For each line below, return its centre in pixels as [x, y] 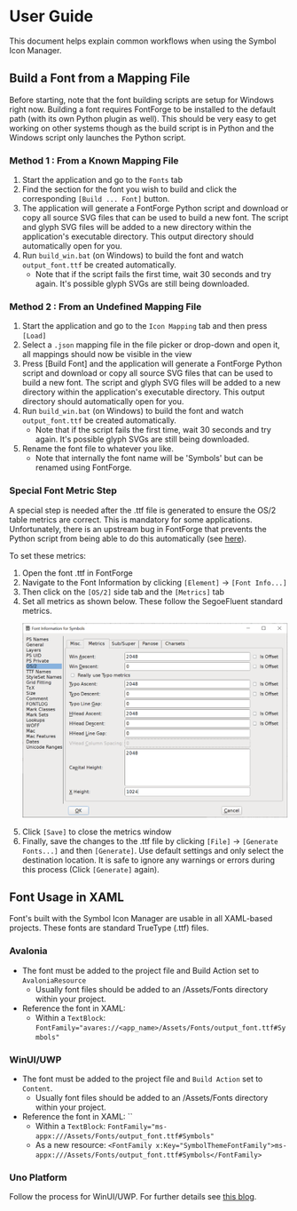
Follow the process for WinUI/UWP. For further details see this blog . [133, 1197]
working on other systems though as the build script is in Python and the [142, 128]
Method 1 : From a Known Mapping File [94, 160]
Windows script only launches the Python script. [98, 137]
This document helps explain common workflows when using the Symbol [143, 41]
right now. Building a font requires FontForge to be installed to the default [143, 109]
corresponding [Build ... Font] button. [96, 199]
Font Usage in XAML [66, 898]
